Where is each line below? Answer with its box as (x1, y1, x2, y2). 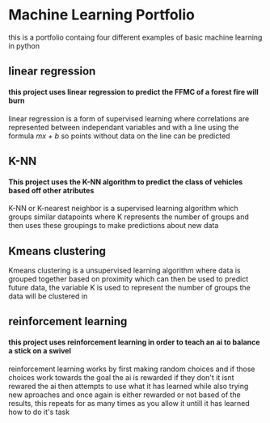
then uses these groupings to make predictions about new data (8, 221, 219, 231)
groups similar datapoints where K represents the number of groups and (8, 212, 249, 222)
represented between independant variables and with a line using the (8, 122, 239, 132)
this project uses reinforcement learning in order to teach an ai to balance (8, 337, 260, 347)
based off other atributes (8, 185, 95, 195)
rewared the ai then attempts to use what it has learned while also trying (8, 381, 249, 391)
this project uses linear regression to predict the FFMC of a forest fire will (8, 87, 259, 96)
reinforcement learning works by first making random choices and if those (8, 364, 255, 374)
